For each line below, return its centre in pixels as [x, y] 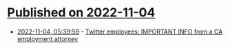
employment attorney [48, 38]
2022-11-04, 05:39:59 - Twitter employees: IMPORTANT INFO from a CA [120, 32]
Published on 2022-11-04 [81, 13]
